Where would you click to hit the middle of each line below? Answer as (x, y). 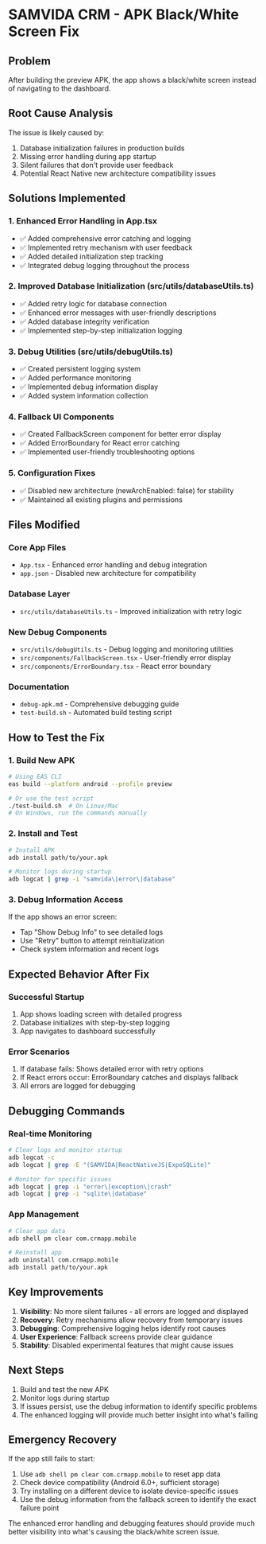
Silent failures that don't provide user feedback (96, 165)
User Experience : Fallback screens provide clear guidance (116, 1336)
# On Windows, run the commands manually (78, 813)
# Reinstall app (35, 1253)
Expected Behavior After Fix (79, 974)
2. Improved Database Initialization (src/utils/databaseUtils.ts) (131, 286)
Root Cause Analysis (61, 113)
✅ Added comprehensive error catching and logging (105, 238)
